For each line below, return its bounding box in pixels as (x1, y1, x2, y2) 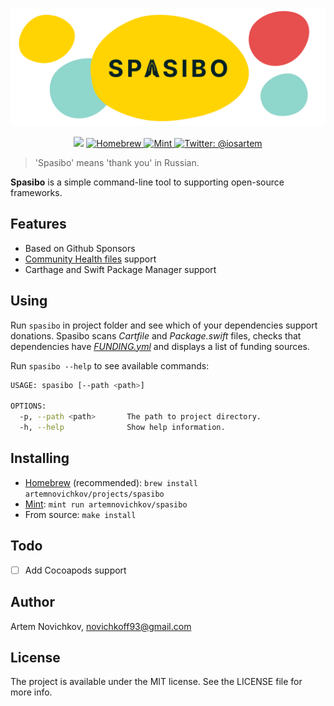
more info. (10, 686, 53, 698)
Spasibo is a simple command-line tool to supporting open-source (10, 176, 285, 188)
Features (10, 216, 67, 233)
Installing (10, 450, 70, 467)
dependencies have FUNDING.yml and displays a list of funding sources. (10, 340, 310, 352)
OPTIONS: (10, 401, 47, 412)
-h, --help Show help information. (19, 423, 226, 433)
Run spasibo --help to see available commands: (10, 359, 210, 372)
